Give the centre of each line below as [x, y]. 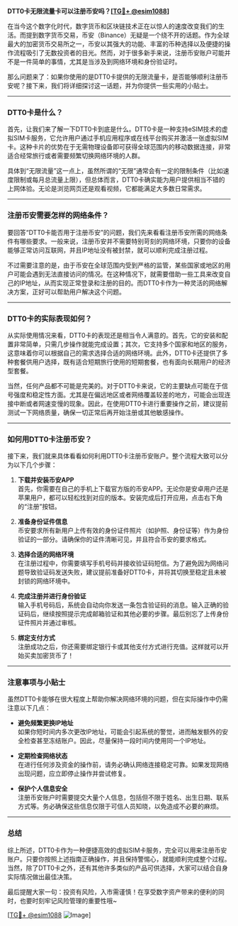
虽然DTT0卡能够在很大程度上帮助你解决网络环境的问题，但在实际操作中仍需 [118, 699]
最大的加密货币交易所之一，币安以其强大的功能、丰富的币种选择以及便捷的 [116, 44]
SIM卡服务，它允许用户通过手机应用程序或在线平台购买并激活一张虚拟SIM [121, 138]
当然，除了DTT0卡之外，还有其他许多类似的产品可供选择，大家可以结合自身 [118, 868]
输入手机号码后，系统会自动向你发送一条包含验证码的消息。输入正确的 [120, 605]
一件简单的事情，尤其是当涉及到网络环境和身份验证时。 [100, 62]
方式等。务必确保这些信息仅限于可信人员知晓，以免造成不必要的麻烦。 [120, 806]
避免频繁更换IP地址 [45, 723]
